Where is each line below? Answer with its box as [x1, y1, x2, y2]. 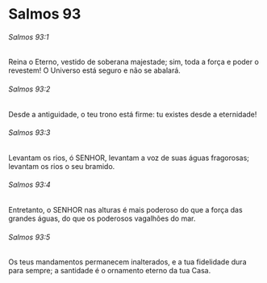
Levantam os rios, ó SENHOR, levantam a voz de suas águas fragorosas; [8, 153, 250, 163]
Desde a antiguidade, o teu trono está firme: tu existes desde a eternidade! [8, 109, 257, 119]
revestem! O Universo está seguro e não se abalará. [8, 65, 181, 75]
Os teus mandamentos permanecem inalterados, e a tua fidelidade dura [8, 257, 247, 267]
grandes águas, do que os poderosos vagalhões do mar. [8, 213, 196, 223]
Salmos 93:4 [8, 180, 51, 190]
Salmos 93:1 [8, 32, 49, 41]
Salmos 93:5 [8, 232, 51, 242]
